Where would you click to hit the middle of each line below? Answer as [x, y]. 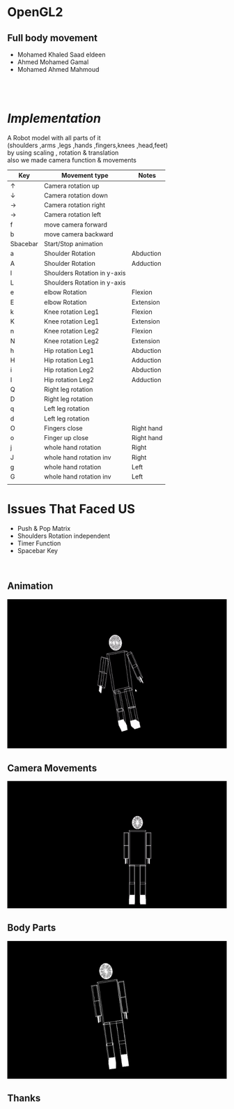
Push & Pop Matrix [44, 528]
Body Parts [32, 928]
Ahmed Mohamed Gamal [53, 62]
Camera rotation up [72, 186]
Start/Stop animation [73, 244]
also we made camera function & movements [72, 160]
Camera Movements [52, 768]
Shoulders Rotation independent [63, 536]
